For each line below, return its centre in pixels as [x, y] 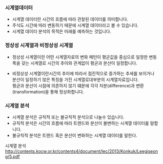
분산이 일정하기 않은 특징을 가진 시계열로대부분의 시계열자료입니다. [75, 80]
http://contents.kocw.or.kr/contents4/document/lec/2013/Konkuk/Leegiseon [81, 151]
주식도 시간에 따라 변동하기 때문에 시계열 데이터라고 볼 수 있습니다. [75, 25]
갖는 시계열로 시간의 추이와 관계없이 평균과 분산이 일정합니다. [79, 63]
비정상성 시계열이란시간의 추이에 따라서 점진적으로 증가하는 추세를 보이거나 [83, 73]
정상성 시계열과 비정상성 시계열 [39, 45]
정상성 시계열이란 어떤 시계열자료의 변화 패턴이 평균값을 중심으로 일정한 [80, 57]
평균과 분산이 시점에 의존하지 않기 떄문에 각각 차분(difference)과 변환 [78, 85]
